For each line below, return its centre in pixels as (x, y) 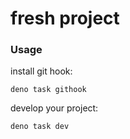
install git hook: (41, 71)
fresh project (65, 18)
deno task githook (48, 90)
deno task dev (40, 127)
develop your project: (54, 108)
